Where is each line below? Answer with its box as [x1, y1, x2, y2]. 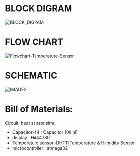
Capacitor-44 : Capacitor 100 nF [12, 129, 78, 135]
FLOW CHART [5, 36, 63, 48]
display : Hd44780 [12, 134, 50, 140]
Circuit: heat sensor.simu [5, 120, 56, 125]
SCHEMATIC [5, 70, 58, 81]
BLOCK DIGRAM [5, 3, 72, 14]
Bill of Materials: [5, 104, 73, 115]
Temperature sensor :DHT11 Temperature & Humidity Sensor [12, 140, 135, 146]
